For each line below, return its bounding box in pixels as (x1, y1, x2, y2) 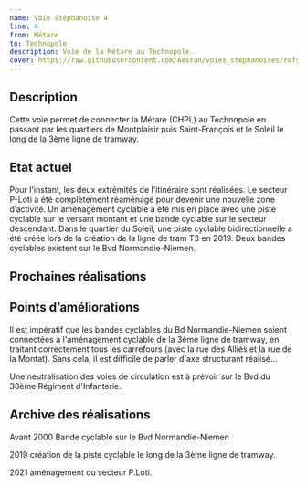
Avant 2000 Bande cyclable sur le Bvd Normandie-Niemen (9, 431, 230, 442)
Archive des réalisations (9, 408, 151, 423)
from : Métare (9, 30, 59, 39)
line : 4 (9, 22, 39, 31)
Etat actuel (9, 160, 72, 175)
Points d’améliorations (9, 300, 140, 315)
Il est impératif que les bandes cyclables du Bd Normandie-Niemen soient (9, 323, 288, 334)
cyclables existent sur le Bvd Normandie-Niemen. (9, 242, 196, 253)
